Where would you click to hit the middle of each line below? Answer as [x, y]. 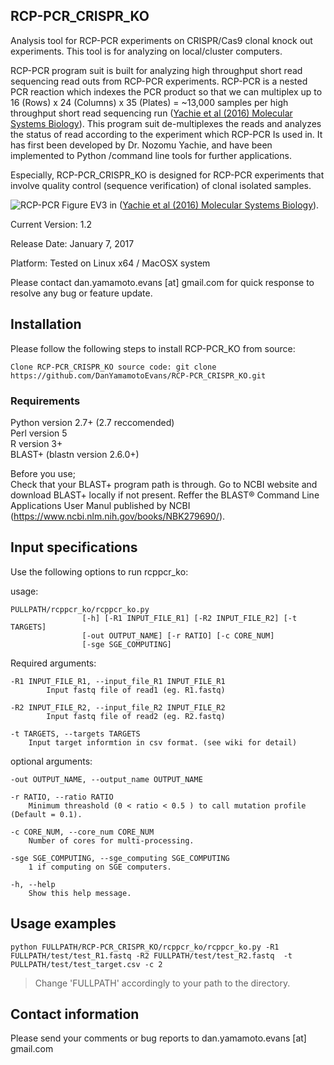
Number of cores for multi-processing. [111, 840]
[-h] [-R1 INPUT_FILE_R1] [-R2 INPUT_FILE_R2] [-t [189, 618]
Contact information [75, 1014]
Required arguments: [53, 663]
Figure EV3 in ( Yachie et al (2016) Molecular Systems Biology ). [190, 205]
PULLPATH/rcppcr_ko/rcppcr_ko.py [80, 609]
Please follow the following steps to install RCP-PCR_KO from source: [153, 348]
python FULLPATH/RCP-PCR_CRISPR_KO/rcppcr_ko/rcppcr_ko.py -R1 [145, 947]
